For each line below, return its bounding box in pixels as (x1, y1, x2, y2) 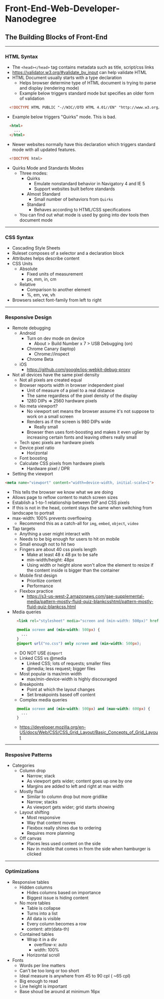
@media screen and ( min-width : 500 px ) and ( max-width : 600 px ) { (17, 706, 150, 711)
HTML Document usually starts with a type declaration (12, 75, 122, 81)
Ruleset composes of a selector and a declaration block (12, 250, 124, 256)
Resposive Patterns (5, 751, 52, 758)
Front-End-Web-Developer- (5, 3, 120, 14)
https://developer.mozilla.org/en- (19, 724, 86, 730)
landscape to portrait (12, 510, 55, 516)
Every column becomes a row (26, 921, 87, 926)
